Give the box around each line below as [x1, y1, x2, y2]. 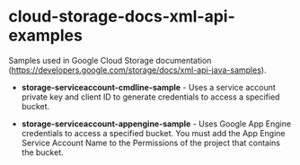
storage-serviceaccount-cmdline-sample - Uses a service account [21, 82, 276, 92]
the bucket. [21, 146, 64, 158]
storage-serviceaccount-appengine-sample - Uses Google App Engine [21, 118, 292, 129]
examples [8, 25, 83, 46]
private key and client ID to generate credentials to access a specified [21, 91, 280, 102]
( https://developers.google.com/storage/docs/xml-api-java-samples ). [8, 65, 267, 75]
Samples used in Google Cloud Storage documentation [8, 55, 212, 65]
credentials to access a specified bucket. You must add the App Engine [21, 127, 286, 138]
